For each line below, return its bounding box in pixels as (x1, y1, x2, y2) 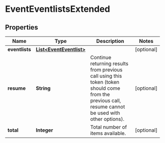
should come (90, 85, 120, 92)
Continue (90, 54, 111, 61)
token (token (90, 79, 119, 85)
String (36, 85, 51, 92)
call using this (90, 72, 122, 79)
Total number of (90, 124, 127, 130)
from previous (90, 67, 123, 73)
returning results (90, 60, 129, 67)
